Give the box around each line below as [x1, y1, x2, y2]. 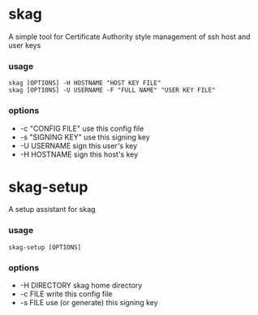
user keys [8, 40, 41, 50]
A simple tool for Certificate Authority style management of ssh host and [8, 32, 251, 41]
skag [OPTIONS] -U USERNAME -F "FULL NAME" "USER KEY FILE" [8, 86, 217, 94]
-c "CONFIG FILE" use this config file [19, 123, 144, 133]
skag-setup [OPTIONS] [8, 243, 82, 252]
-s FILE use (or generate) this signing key [19, 298, 158, 308]
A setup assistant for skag [8, 205, 96, 214]
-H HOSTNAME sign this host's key [19, 149, 139, 159]
